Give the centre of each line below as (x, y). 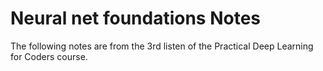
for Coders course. (49, 56)
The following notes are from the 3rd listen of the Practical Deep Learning (162, 46)
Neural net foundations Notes (136, 18)
